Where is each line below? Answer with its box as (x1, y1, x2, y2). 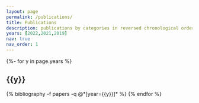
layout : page (6, 8, 38, 15)
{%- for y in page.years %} (6, 57, 72, 65)
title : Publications (6, 19, 57, 25)
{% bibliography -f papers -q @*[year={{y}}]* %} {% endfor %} (6, 90, 162, 97)
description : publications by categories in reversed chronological (6, 25, 179, 31)
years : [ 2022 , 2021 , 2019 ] (6, 31, 68, 36)
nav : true (6, 36, 31, 42)
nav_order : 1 (6, 42, 38, 48)
